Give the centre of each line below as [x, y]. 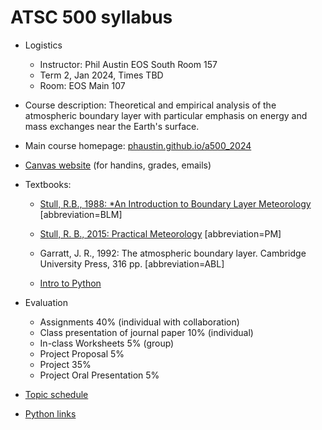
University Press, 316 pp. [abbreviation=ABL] [132, 263]
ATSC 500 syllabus [91, 17]
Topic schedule [56, 394]
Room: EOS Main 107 [82, 85]
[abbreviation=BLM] [81, 214]
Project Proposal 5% [82, 353]
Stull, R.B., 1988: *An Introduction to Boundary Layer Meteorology [175, 203]
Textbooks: [48, 184]
